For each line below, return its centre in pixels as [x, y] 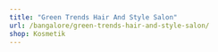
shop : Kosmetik [38, 33]
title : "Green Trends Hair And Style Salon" [93, 17]
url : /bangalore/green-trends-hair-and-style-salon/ [109, 26]
